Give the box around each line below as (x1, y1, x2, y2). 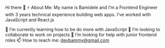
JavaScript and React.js (5, 17, 54, 23)
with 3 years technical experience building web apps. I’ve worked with (5, 12, 151, 17)
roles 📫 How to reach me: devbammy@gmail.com (5, 37, 110, 43)
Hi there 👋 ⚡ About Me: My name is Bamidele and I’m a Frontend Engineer (5, 4, 158, 10)
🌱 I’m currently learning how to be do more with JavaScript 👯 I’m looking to (5, 27, 160, 32)
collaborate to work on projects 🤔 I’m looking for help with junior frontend (5, 32, 157, 38)
